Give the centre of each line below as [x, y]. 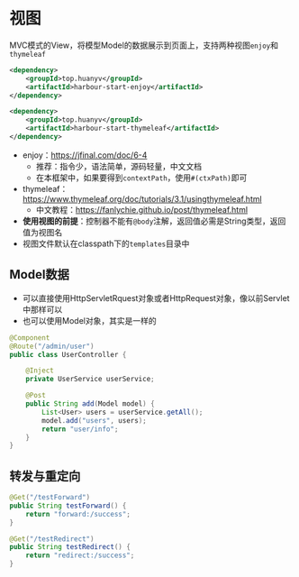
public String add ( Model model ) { [90, 404]
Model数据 [39, 275]
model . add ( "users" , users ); [94, 420]
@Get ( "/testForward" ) [50, 498]
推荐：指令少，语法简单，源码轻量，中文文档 [119, 166]
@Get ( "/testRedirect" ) [52, 539]
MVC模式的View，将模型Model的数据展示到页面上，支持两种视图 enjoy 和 [144, 45]
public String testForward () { [68, 506]
